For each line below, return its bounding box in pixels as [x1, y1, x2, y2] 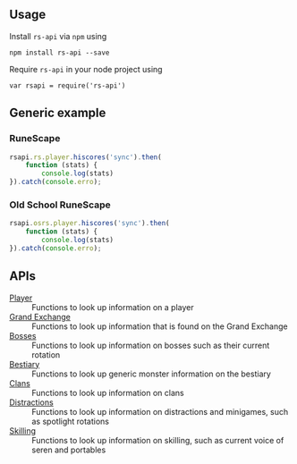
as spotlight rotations [31, 416, 110, 426]
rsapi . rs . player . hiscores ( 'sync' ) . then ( [9, 152, 163, 162]
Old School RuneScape [9, 198, 112, 211]
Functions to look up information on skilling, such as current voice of [31, 434, 284, 445]
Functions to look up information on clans [31, 387, 185, 398]
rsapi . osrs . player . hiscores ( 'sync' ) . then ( [9, 219, 170, 228]
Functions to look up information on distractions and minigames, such [31, 406, 289, 417]
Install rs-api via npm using [9, 30, 107, 41]
